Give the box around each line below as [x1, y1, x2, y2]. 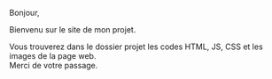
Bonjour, [9, 8, 40, 18]
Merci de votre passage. [9, 61, 98, 70]
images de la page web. [9, 51, 97, 61]
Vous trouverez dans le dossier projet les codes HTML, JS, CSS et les [9, 41, 263, 52]
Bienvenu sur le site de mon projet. [9, 25, 136, 34]
